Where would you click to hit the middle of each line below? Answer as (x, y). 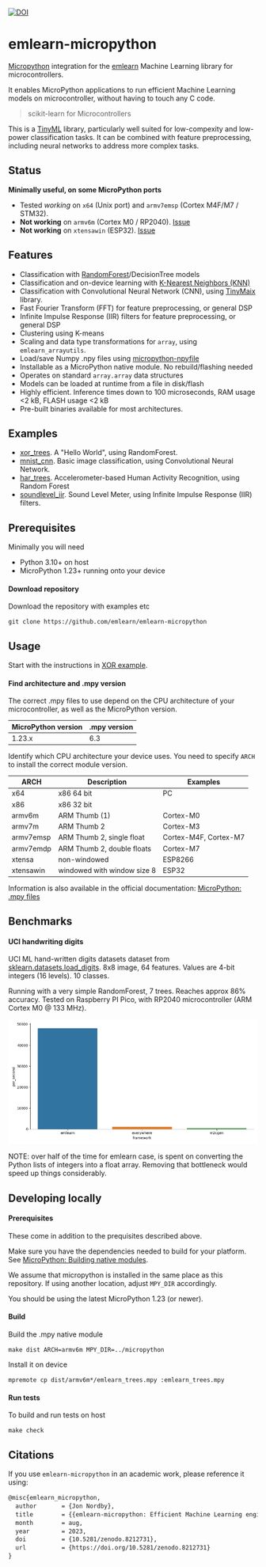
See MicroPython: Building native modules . (78, 1259)
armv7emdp (31, 848)
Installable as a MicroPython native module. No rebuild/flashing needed (136, 366)
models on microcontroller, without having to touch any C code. (112, 98)
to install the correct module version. (68, 765)
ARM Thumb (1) (84, 815)
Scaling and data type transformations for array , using (108, 341)
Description (107, 782)
